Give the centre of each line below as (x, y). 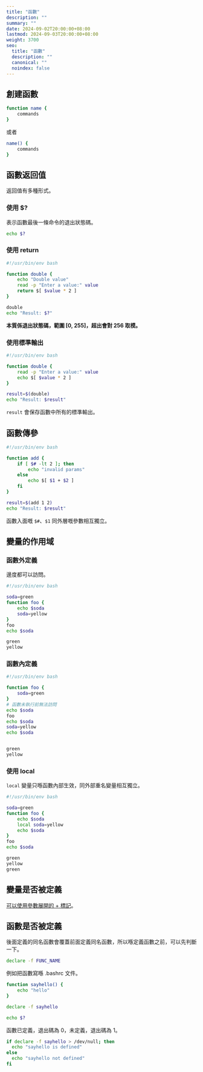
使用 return (23, 250)
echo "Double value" (43, 280)
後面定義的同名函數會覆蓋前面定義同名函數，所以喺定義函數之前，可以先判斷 (101, 942)
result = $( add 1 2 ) (29, 502)
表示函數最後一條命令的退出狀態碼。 (51, 222)
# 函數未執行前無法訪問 (32, 704)
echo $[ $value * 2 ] (44, 378)
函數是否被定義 (34, 926)
